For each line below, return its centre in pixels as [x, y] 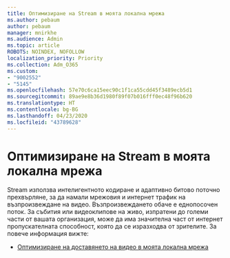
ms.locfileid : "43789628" [44, 122]
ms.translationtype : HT [41, 103]
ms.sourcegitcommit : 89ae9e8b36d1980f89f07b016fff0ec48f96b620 [100, 97]
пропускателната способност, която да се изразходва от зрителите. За [112, 226]
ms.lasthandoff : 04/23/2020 [48, 116]
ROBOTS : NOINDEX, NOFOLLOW [46, 52]
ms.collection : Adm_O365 [43, 65]
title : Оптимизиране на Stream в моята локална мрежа [86, 13]
